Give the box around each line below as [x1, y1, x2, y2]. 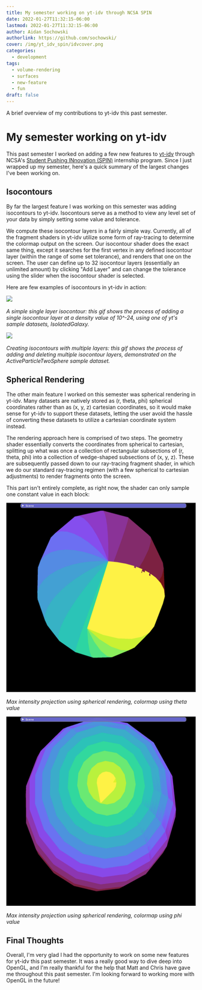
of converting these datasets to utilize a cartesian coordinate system [6, 416, 176, 423]
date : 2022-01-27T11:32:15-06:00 [6, 16, 90, 22]
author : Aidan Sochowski [6, 29, 69, 35]
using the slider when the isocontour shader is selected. [6, 272, 145, 279]
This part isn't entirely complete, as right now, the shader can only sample [6, 484, 189, 491]
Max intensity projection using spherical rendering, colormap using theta [6, 698, 188, 705]
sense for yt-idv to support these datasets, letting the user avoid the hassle [6, 409, 193, 417]
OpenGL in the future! [6, 977, 60, 984]
